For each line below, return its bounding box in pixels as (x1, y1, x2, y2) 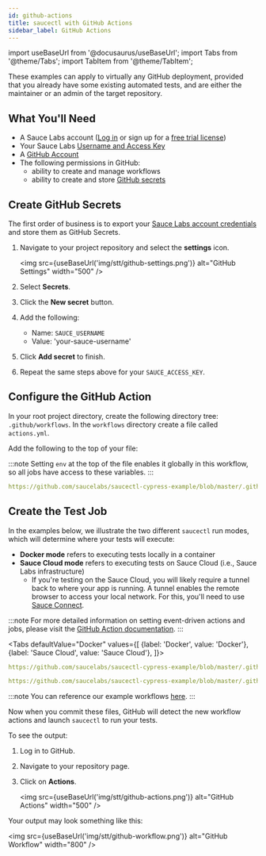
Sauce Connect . (31, 600, 85, 609)
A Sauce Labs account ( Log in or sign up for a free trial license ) (19, 132, 227, 143)
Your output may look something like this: (8, 816, 143, 826)
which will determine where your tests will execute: (8, 534, 175, 543)
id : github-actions (8, 11, 73, 20)
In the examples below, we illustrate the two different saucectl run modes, (8, 525, 249, 535)
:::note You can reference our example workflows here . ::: (8, 692, 196, 701)
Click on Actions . (19, 777, 77, 786)
